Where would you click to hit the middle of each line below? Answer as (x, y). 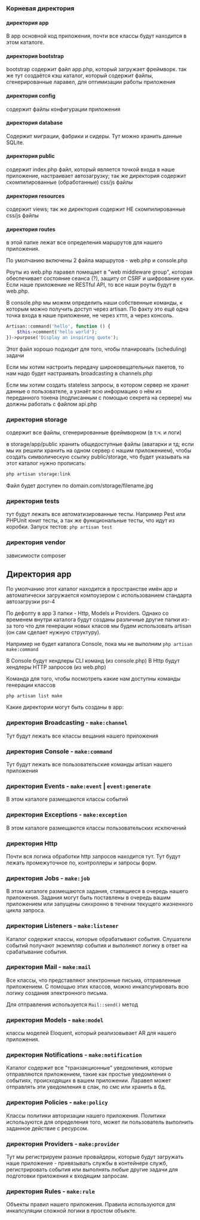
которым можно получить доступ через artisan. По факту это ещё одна (98, 309)
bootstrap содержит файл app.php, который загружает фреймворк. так (96, 69)
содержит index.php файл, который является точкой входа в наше (90, 169)
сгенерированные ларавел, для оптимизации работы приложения (91, 82)
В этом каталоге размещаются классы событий (67, 799)
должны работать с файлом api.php (52, 404)
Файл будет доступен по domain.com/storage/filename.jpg (80, 485)
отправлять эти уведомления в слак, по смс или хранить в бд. (86, 1087)
